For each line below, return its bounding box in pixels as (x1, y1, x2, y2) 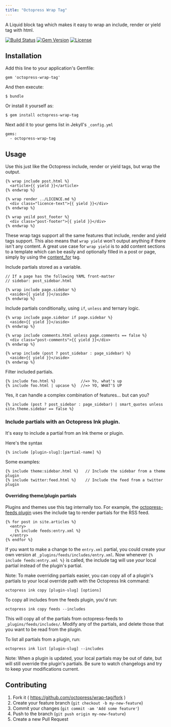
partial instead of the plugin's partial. (5, 562, 83, 569)
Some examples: (5, 458, 40, 465)
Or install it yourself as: (5, 103, 54, 109)
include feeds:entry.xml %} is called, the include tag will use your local (5, 557, 157, 563)
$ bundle (5, 94, 24, 99)
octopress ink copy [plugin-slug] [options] (5, 588, 102, 593)
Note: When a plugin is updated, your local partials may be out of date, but (5, 655, 162, 661)
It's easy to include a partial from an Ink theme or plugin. (5, 430, 124, 436)
